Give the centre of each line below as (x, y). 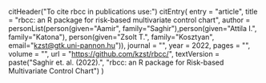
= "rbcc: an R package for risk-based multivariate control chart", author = (129, 20)
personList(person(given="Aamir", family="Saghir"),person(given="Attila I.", (133, 28)
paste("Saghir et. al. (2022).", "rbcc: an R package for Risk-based (116, 62)
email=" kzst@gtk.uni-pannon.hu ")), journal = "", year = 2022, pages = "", (129, 45)
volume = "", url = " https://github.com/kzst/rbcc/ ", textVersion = (114, 54)
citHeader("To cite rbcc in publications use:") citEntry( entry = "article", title (133, 12)
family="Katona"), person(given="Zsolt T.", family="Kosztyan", (111, 37)
